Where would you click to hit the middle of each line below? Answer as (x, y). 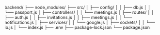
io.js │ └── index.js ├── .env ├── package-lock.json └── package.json (77, 27)
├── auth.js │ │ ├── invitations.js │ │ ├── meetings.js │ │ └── (68, 17)
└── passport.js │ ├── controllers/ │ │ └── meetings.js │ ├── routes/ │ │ (80, 12)
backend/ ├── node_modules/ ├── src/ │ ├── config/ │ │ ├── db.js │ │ (78, 7)
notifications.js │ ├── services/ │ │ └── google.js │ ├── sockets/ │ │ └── (80, 22)
